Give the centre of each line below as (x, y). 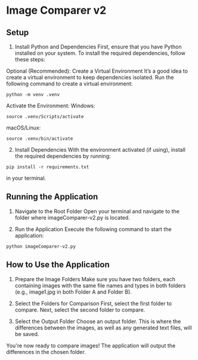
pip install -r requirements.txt (48, 167)
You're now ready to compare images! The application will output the (91, 345)
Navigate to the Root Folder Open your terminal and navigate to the (97, 211)
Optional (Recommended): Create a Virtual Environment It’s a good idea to (97, 71)
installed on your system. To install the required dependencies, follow (100, 53)
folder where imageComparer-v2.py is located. (72, 217)
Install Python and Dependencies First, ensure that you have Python (98, 47)
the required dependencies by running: (63, 156)
